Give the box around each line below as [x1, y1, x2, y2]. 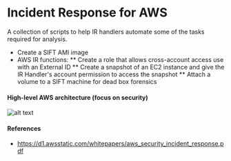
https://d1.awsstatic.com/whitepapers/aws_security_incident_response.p [17, 140, 224, 148]
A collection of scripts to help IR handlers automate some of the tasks [7, 28, 205, 36]
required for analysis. [7, 34, 68, 43]
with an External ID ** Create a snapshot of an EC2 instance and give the [17, 63, 225, 71]
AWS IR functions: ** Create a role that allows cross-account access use [17, 55, 224, 63]
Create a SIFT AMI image [17, 48, 88, 56]
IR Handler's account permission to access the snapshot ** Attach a [17, 70, 211, 78]
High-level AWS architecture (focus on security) [7, 93, 148, 101]
